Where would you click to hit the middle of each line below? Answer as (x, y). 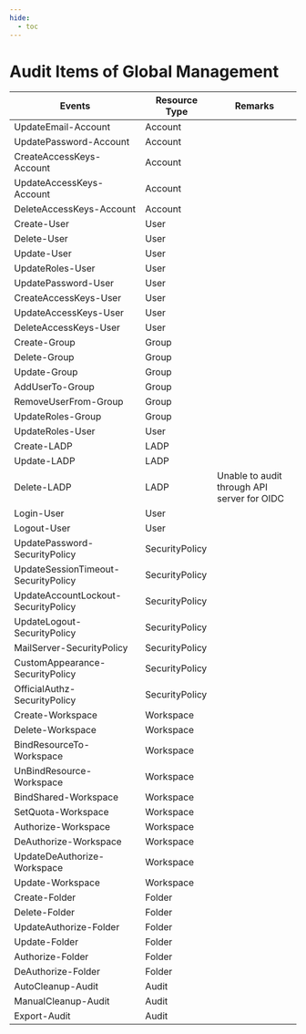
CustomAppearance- (60, 663)
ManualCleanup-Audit (62, 1001)
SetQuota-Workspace (61, 812)
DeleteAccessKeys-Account (75, 209)
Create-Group (45, 343)
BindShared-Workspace (66, 797)
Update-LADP (45, 461)
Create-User (42, 224)
